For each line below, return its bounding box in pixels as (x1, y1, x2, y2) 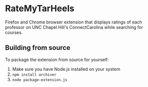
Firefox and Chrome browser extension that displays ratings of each (5, 19, 142, 25)
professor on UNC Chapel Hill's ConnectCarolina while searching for (5, 24, 143, 30)
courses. (5, 29, 23, 35)
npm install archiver (12, 72, 56, 77)
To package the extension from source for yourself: (5, 57, 109, 63)
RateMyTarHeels (5, 3, 74, 14)
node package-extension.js (12, 77, 68, 82)
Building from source (5, 43, 71, 52)
